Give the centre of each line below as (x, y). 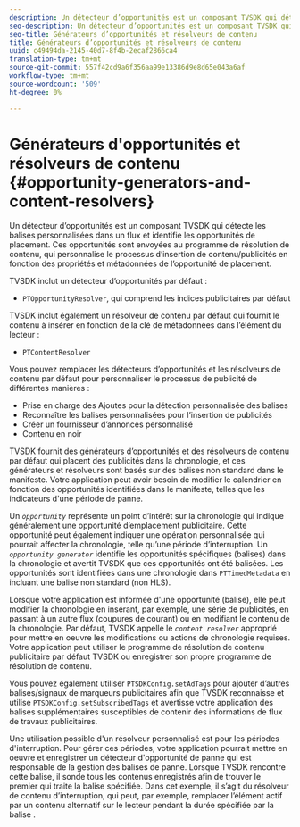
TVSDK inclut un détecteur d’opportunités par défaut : (108, 281)
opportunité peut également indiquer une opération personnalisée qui (137, 535)
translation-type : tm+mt (55, 59)
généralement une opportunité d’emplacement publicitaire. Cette (128, 526)
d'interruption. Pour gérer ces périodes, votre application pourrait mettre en (148, 748)
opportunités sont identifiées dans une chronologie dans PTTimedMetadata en (150, 573)
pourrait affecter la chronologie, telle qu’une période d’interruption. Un (138, 545)
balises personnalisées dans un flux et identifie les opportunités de (133, 235)
